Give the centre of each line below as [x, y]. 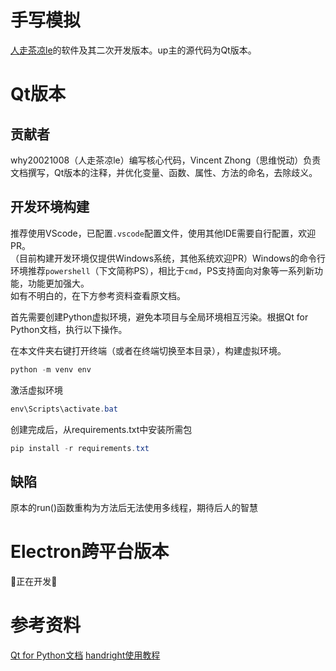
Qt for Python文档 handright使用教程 [85, 655]
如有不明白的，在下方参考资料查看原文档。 [98, 295]
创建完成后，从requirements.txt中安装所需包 [101, 429]
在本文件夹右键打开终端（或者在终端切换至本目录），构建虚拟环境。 [148, 350]
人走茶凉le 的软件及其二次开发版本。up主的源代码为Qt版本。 [133, 50]
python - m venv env [51, 369]
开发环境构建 [50, 207]
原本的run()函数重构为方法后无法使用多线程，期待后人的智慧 [134, 508]
